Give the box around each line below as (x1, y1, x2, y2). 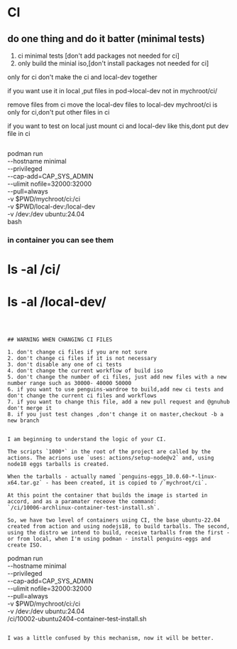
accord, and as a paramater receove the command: (7, 498, 158, 505)
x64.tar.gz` (7, 480, 43, 487)
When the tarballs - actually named (7, 473, 116, 480)
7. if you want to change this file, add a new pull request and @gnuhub (7, 399, 231, 406)
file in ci (7, 130, 31, 137)
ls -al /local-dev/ (7, 294, 106, 310)
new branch (7, 417, 40, 424)
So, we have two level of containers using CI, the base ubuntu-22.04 (7, 517, 221, 524)
